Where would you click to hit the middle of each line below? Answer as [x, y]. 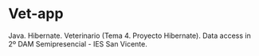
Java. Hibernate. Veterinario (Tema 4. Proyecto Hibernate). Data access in [129, 35]
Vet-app [36, 14]
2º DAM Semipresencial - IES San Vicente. [78, 43]
